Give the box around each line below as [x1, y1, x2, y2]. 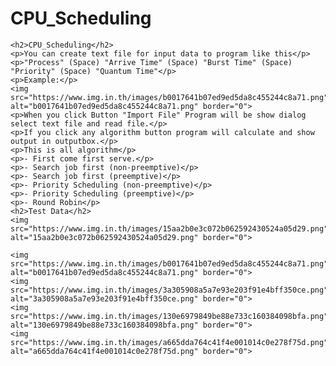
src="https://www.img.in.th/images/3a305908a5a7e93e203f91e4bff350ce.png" [10, 285, 329, 295]
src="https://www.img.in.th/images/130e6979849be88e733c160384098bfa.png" [10, 311, 329, 321]
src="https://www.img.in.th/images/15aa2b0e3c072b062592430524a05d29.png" [10, 223, 329, 234]
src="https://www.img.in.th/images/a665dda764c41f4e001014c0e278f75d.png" [10, 337, 329, 347]
